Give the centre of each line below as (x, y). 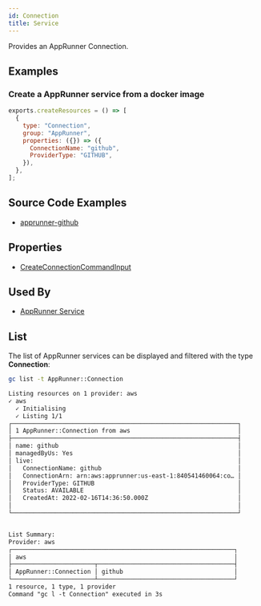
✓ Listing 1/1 (39, 416)
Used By (30, 292)
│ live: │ (125, 461)
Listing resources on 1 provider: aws (73, 394)
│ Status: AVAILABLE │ (125, 490)
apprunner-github (49, 222)
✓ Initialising (41, 409)
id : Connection (34, 16)
